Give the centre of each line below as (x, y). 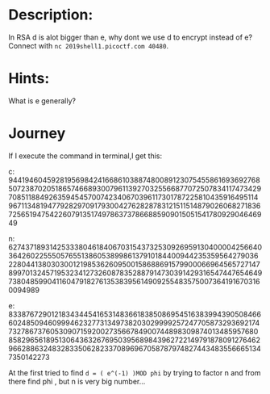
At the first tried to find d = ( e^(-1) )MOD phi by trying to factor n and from (135, 372)
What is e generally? (42, 101)
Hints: (29, 79)
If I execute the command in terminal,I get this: (85, 156)
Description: (51, 15)
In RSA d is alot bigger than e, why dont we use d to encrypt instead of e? (130, 37)
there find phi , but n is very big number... (77, 381)
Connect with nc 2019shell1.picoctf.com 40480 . (89, 45)
